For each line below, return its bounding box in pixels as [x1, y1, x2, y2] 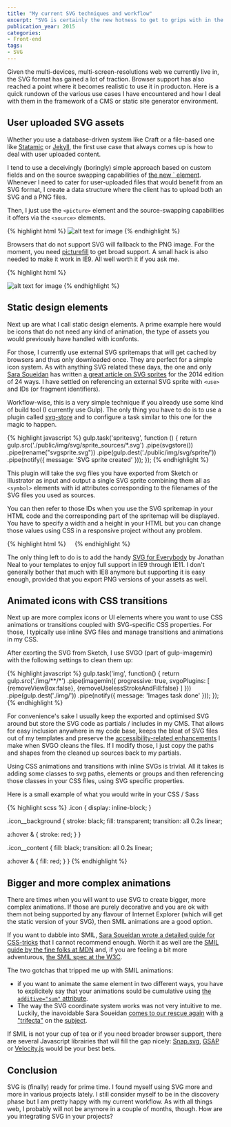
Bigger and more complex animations [7, 877, 171, 889]
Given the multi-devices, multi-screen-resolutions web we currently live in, [7, 67, 219, 76]
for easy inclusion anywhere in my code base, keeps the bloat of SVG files [7, 726, 219, 735]
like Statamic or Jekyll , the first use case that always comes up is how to [7, 142, 214, 151]
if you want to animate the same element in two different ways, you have [17, 980, 223, 988]
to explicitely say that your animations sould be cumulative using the [17, 987, 212, 995]
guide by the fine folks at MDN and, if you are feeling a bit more [7, 945, 188, 954]
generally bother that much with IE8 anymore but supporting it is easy [7, 568, 205, 576]
